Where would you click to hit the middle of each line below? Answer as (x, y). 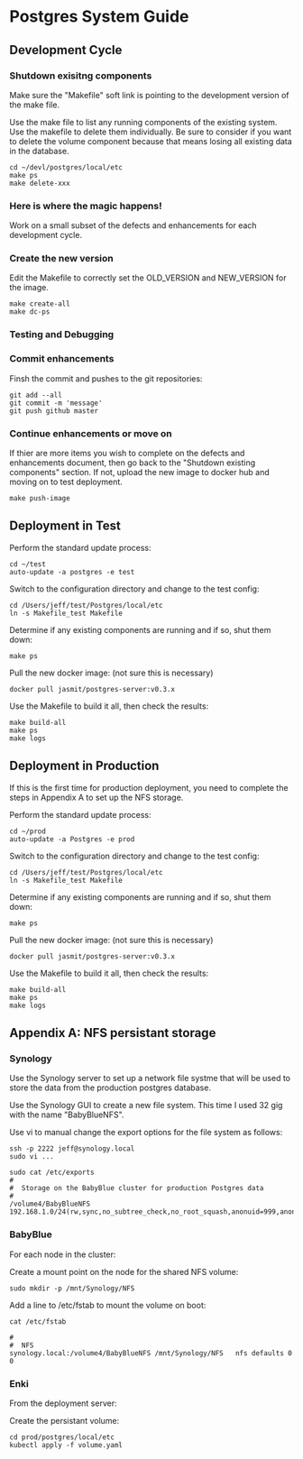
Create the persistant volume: (64, 1420)
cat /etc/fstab (38, 1321)
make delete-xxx (40, 183)
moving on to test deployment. (66, 482)
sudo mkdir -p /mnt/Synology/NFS (72, 1288)
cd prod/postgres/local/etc (62, 1437)
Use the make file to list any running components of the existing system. (143, 122)
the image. (29, 288)
